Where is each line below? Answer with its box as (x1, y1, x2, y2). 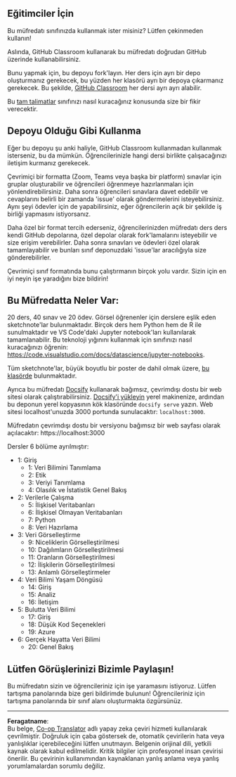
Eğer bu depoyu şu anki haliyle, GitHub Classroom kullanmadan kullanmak (7, 143, 223, 152)
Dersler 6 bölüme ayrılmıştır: (7, 442, 89, 451)
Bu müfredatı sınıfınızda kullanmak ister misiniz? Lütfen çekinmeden (7, 26, 204, 34)
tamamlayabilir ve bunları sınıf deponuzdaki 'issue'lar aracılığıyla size (7, 245, 207, 254)
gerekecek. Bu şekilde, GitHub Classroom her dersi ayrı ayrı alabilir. (7, 83, 202, 92)
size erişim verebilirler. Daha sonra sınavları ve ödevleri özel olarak (7, 238, 200, 247)
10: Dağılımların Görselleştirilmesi (27, 546, 124, 554)
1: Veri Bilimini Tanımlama (27, 463, 101, 472)
